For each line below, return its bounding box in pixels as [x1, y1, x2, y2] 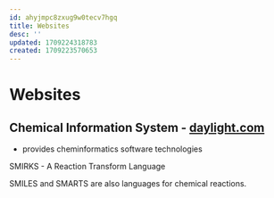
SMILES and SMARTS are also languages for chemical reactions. [9, 178, 247, 189]
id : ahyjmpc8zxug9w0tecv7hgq [9, 12, 118, 22]
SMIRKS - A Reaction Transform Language [9, 161, 166, 172]
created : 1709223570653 [9, 46, 98, 55]
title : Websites [9, 21, 70, 30]
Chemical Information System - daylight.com [9, 120, 265, 135]
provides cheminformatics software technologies [21, 144, 203, 154]
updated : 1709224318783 [9, 37, 98, 47]
